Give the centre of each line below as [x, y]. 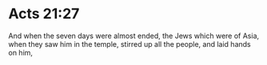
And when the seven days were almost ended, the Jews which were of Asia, [134, 36]
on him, [21, 52]
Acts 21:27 [44, 14]
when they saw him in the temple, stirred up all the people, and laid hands [130, 44]
